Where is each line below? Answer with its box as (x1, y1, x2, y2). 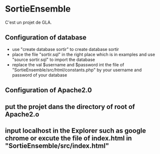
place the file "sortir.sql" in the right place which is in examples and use (12, 51, 155, 57)
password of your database (12, 72, 67, 78)
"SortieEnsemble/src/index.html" (5, 141, 109, 150)
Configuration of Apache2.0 (5, 86, 92, 94)
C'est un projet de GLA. (5, 19, 52, 25)
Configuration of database (5, 33, 87, 42)
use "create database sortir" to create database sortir (12, 46, 119, 52)
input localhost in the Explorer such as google (5, 126, 146, 135)
